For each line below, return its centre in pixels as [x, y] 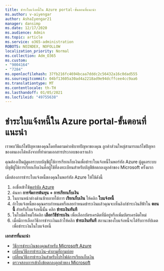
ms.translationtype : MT [30, 83]
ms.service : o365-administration [39, 42]
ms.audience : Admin [25, 33]
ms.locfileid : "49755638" [32, 97]
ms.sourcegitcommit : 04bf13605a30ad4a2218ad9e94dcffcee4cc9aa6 [71, 79]
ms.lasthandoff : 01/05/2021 [34, 92]
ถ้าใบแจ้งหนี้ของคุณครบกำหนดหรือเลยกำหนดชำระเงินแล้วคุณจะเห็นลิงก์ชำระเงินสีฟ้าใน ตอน [85, 204]
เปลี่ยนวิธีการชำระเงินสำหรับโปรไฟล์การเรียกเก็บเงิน [53, 257]
